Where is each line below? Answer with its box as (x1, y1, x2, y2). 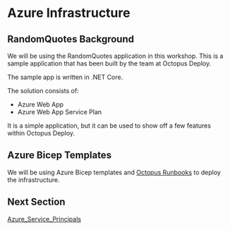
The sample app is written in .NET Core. (7, 73, 123, 81)
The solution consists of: (7, 87, 79, 95)
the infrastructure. (7, 175, 60, 184)
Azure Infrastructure (7, 5, 131, 21)
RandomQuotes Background (7, 33, 134, 45)
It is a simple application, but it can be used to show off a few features (7, 121, 212, 130)
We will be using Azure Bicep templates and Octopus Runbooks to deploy (7, 168, 221, 176)
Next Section (7, 196, 66, 208)
